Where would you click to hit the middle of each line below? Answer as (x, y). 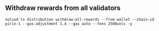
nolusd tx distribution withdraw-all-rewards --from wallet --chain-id (79, 19)
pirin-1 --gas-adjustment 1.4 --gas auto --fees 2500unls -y (69, 24)
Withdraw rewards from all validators (63, 8)
